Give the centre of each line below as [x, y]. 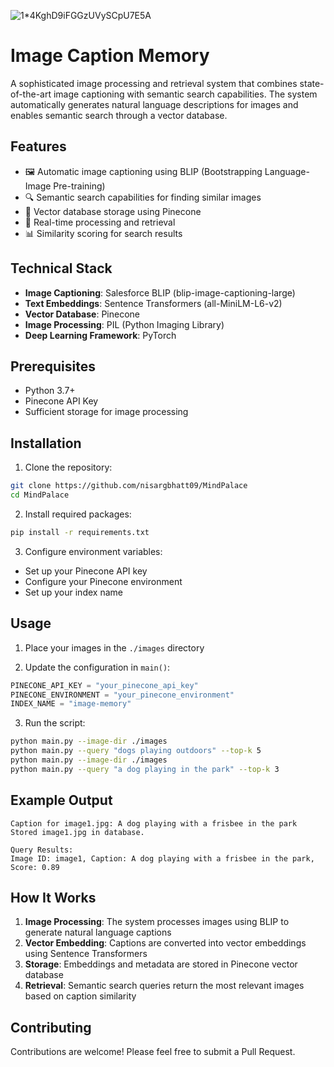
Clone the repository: [68, 467]
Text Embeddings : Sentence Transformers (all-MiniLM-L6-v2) [153, 303]
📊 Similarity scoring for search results [103, 233]
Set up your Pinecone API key [86, 571]
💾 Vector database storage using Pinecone [113, 211]
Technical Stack [61, 268]
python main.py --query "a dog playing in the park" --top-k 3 [145, 769]
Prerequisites [53, 366]
